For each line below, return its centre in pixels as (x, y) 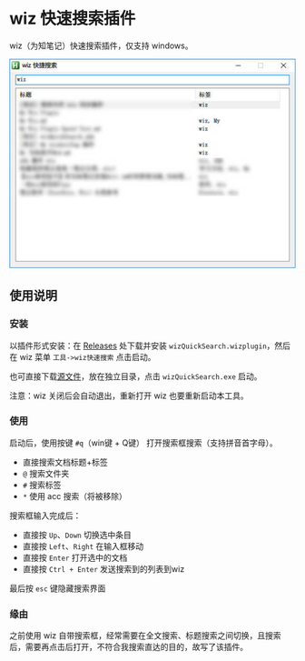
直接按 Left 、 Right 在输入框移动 (83, 546)
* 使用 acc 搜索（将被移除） (74, 496)
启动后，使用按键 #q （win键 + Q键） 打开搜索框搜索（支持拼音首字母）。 (144, 443)
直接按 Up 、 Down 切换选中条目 (77, 535)
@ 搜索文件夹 (46, 473)
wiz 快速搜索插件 (73, 19)
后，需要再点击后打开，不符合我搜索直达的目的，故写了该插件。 (128, 647)
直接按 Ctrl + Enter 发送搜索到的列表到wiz (103, 568)
